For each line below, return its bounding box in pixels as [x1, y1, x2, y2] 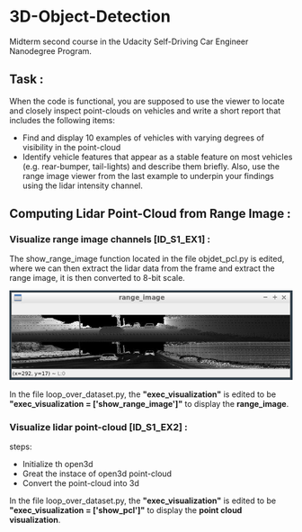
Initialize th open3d [22, 459, 93, 470]
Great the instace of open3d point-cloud [22, 468, 173, 479]
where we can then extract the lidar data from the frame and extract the [9, 263, 276, 274]
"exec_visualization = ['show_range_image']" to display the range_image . [9, 399, 289, 410]
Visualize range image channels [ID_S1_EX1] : [9, 233, 211, 246]
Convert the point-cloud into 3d [22, 478, 139, 489]
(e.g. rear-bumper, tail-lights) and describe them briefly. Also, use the [22, 160, 280, 172]
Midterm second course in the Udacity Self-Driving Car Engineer [9, 36, 249, 47]
